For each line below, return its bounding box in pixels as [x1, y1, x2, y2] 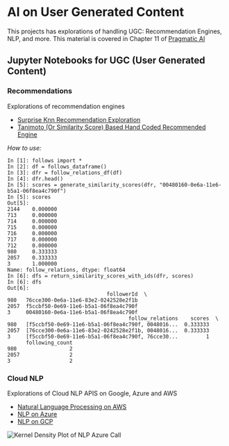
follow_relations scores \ [128, 315, 219, 322]
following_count [25, 339, 73, 346]
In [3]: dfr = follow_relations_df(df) [7, 169, 123, 176]
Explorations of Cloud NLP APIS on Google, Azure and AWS [7, 389, 178, 397]
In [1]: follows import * [7, 157, 82, 164]
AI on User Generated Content [7, 4, 185, 20]
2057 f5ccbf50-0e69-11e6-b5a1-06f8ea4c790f [7, 302, 138, 309]
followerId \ [106, 291, 148, 298]
